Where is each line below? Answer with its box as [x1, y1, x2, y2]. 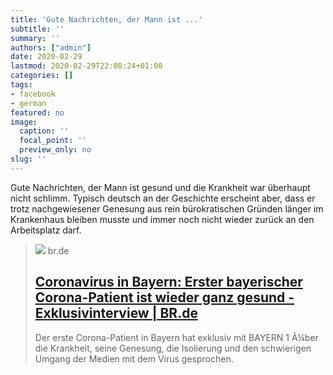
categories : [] [10, 71, 74, 81]
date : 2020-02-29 [10, 52, 83, 62]
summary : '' [10, 33, 60, 43]
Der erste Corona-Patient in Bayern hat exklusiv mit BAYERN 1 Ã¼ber [34, 331, 319, 343]
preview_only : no [19, 145, 92, 155]
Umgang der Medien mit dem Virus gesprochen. [34, 352, 234, 365]
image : [10, 117, 38, 127]
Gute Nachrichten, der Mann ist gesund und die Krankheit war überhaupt [10, 181, 311, 193]
